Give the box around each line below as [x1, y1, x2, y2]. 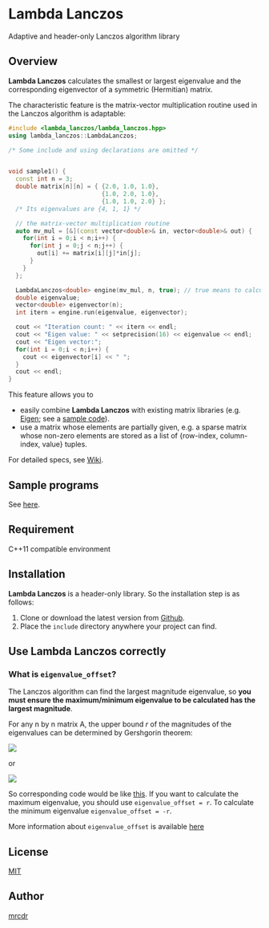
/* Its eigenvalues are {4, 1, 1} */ [15, 205, 142, 213]
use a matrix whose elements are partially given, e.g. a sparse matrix [19, 422, 247, 432]
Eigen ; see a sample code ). [19, 414, 110, 424]
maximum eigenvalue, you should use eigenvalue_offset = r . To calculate [8, 798, 255, 808]
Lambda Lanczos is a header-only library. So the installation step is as [8, 588, 240, 598]
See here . [8, 499, 40, 509]
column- [219, 431, 248, 441]
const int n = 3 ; [15, 175, 74, 183]
